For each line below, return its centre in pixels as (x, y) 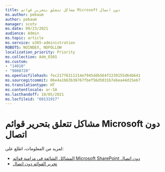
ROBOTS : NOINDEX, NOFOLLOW (33, 47)
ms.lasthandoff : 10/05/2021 (35, 94)
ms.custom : (17, 62)
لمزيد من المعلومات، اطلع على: (34, 149)
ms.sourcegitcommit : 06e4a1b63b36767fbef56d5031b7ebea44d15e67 (73, 80)
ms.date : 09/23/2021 (27, 29)
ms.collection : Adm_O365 (31, 57)
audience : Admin (22, 33)
